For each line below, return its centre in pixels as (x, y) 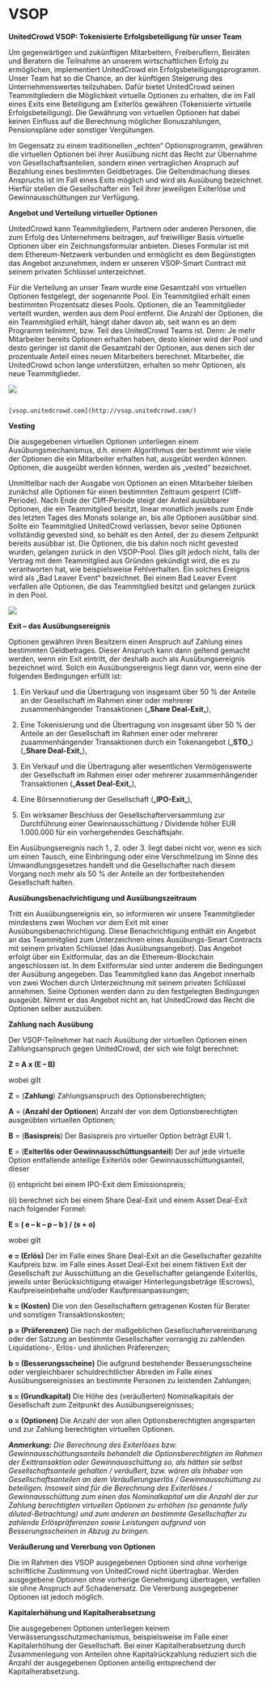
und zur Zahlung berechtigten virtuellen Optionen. (92, 1429)
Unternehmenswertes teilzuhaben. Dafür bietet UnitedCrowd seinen (121, 87)
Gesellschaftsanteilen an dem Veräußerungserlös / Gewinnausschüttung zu (135, 1479)
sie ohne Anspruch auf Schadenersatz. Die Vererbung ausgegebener (123, 1588)
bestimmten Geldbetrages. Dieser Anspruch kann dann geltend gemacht (129, 650)
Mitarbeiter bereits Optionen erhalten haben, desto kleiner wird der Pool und (135, 339)
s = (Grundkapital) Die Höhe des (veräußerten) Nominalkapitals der (121, 1396)
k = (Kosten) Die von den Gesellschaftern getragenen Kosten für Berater (129, 1305)
